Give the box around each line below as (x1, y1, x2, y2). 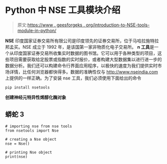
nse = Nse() (5, 141, 30, 146)
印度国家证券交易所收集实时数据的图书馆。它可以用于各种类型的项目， (13, 50, 158, 56)
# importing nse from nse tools (5, 124, 72, 129)
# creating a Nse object (5, 137, 57, 142)
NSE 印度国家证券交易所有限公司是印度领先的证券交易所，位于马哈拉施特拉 (5, 38, 159, 44)
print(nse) (5, 154, 28, 159)
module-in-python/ (17, 27, 57, 33)
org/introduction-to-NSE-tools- (85, 22, 150, 28)
